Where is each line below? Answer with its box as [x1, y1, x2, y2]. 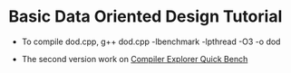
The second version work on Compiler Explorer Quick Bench [21, 53, 248, 64]
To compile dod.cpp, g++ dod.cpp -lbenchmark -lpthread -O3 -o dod [21, 36, 281, 47]
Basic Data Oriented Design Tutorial [8, 6, 283, 27]
